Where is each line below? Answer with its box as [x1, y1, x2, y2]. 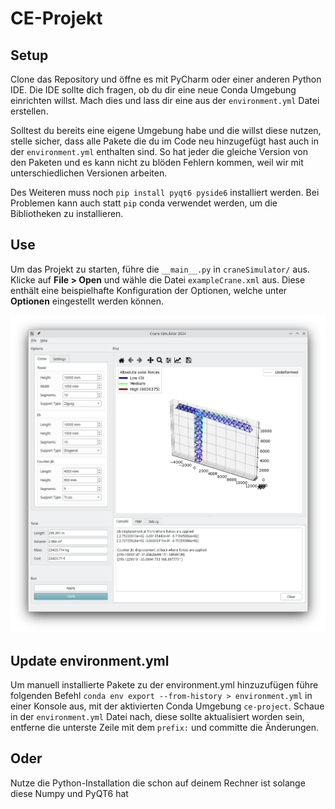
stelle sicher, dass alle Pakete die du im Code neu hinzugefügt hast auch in [10, 135, 319, 147]
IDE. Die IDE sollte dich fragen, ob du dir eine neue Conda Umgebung [10, 84, 297, 96]
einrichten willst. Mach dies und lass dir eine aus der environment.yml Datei [10, 95, 320, 106]
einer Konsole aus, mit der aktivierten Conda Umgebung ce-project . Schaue [10, 700, 325, 712]
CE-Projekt [10, 7, 103, 30]
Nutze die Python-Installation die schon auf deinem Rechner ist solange [10, 777, 306, 789]
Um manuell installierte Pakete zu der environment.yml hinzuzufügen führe [10, 679, 319, 691]
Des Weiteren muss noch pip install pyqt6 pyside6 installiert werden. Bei [10, 187, 320, 198]
